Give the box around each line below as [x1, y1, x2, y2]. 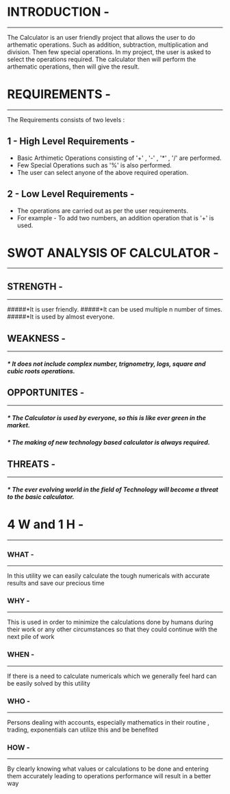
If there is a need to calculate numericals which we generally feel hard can [7, 672, 217, 680]
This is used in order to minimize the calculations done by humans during [7, 618, 214, 627]
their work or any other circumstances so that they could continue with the [7, 625, 218, 633]
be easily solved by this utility [7, 679, 90, 687]
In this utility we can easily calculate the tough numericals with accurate [7, 572, 210, 580]
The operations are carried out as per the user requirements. [16, 207, 188, 215]
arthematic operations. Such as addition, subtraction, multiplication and [7, 40, 209, 49]
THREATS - [7, 458, 56, 470]
